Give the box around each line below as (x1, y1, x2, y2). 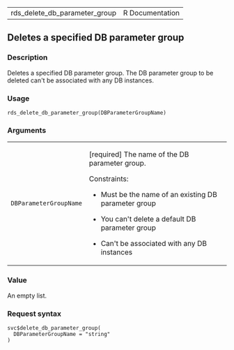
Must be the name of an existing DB (100, 190, 217, 200)
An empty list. (7, 291, 47, 300)
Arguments (7, 125, 47, 135)
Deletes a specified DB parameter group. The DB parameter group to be (7, 68, 214, 77)
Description (7, 52, 48, 62)
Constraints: (88, 174, 129, 184)
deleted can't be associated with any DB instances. (7, 76, 155, 85)
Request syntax (7, 309, 61, 319)
